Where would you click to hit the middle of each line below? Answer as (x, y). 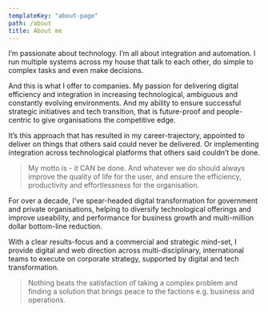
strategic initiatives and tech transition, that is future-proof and (112, 111)
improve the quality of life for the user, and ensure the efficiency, (134, 176)
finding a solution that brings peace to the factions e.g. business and (141, 292)
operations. (47, 300)
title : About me (35, 30)
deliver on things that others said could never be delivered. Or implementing (134, 144)
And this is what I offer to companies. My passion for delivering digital (123, 86)
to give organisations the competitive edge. (104, 120)
